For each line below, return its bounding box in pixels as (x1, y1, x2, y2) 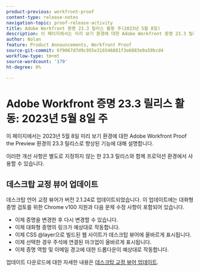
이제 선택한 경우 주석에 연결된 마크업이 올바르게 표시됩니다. (14, 239, 152, 246)
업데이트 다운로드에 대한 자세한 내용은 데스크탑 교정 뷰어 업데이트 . (6, 258, 159, 266)
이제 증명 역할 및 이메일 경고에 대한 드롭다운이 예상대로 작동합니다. (14, 246, 169, 253)
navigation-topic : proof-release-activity (6, 20, 113, 26)
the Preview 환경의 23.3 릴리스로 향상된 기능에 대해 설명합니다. (6, 140, 154, 147)
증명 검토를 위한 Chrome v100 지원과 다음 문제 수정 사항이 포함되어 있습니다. (6, 204, 185, 211)
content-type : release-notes (6, 14, 79, 20)
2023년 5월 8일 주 (21, 111, 108, 125)
